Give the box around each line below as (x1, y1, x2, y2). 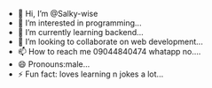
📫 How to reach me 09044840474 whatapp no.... (17, 47, 201, 56)
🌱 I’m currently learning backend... (17, 27, 144, 37)
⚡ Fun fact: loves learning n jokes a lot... (17, 69, 164, 79)
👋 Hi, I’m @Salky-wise (17, 9, 98, 18)
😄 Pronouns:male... (17, 59, 90, 70)
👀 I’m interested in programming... (17, 18, 142, 28)
